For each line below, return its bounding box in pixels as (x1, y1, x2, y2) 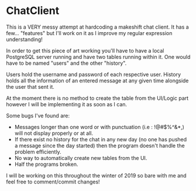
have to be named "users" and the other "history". (6, 60, 127, 67)
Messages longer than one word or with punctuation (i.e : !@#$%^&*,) (14, 123, 184, 130)
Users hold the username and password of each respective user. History (6, 71, 181, 78)
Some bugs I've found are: (6, 112, 70, 119)
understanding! (6, 36, 43, 43)
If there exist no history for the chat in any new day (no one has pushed (14, 136, 187, 143)
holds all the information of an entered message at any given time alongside (6, 77, 189, 84)
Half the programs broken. (14, 161, 78, 168)
